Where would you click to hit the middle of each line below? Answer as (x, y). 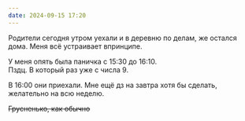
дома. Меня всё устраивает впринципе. (76, 46)
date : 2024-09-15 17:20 (47, 15)
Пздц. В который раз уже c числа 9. (68, 70)
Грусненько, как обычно (49, 108)
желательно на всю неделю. (56, 93)
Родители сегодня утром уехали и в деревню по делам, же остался (123, 38)
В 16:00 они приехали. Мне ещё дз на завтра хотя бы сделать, (113, 85)
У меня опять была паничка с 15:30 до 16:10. (83, 61)
